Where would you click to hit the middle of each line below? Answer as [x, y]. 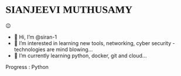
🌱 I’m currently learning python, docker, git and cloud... [80, 56]
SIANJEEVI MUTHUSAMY [69, 10]
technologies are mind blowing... [53, 49]
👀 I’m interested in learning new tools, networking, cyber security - [94, 43]
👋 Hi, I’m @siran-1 [35, 37]
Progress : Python [27, 67]
